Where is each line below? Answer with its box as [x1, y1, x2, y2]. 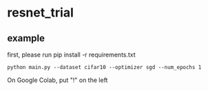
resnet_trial [7, 5, 74, 21]
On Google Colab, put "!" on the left [7, 76, 108, 84]
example [7, 32, 45, 44]
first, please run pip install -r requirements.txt [7, 50, 136, 59]
